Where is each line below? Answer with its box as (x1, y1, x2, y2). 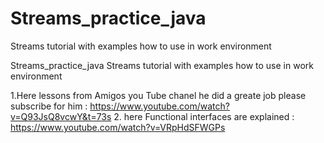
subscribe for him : (10, 100, 88, 112)
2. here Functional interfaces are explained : (113, 110, 295, 122)
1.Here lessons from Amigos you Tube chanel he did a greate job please (10, 89, 307, 101)
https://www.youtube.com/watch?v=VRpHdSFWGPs (10, 121, 226, 133)
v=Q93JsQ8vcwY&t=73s (10, 110, 112, 122)
